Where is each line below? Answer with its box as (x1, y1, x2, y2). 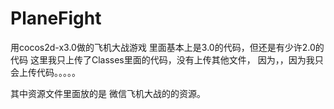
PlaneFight (10, 7, 102, 30)
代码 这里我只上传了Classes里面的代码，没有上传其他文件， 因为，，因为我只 (10, 53, 324, 66)
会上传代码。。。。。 (10, 66, 81, 78)
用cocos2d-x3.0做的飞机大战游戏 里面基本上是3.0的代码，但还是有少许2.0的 (10, 41, 325, 53)
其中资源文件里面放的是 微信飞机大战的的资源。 (10, 87, 206, 99)
